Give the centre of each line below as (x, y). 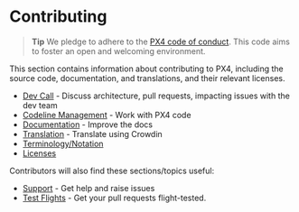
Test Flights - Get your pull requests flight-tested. (114, 198)
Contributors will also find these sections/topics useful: (112, 171)
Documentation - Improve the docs (88, 124)
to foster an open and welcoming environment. (118, 51)
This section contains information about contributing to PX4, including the (146, 69)
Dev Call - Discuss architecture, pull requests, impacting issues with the (156, 96)
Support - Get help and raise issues (89, 188)
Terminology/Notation (63, 143)
